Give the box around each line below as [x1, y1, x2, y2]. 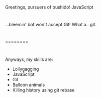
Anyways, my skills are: [5, 56, 53, 62]
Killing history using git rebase [12, 87, 75, 93]
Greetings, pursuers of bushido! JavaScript [5, 4, 94, 10]
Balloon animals [12, 82, 45, 88]
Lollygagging [12, 66, 39, 72]
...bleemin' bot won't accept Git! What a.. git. [5, 22, 97, 28]
